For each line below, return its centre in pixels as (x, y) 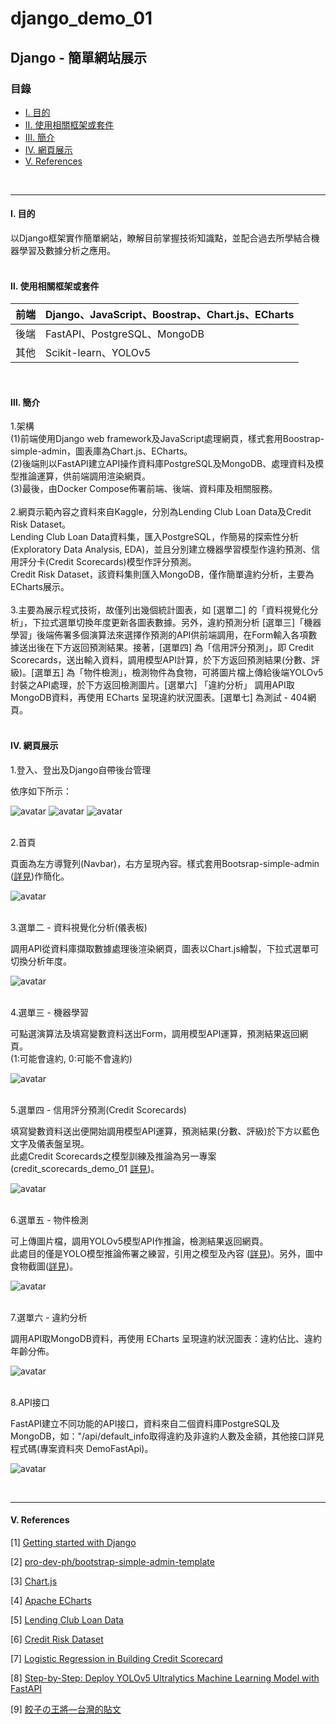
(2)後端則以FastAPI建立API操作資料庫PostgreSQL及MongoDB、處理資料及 (163, 464)
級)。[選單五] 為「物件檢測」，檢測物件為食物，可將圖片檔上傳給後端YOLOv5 (167, 673)
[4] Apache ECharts (51, 1600)
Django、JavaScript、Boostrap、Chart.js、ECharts (170, 315)
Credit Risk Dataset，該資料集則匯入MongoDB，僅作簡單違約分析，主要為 (162, 574)
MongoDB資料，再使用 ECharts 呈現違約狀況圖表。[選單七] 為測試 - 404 (159, 698)
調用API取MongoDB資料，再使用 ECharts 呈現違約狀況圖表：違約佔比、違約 (166, 1338)
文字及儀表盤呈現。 (50, 1143)
